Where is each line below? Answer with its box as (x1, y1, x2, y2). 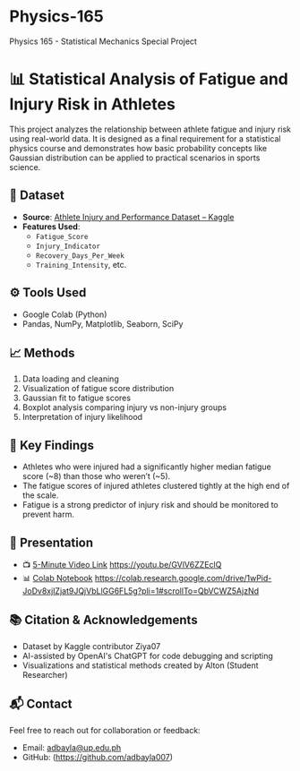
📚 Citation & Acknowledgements (9, 613, 199, 628)
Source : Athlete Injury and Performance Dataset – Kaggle (21, 211, 235, 222)
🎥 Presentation (9, 535, 94, 550)
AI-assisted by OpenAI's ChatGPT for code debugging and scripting (21, 650, 273, 661)
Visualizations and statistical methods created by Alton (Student (21, 660, 259, 671)
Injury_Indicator (35, 242, 101, 251)
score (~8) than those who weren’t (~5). (21, 471, 171, 482)
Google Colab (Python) (21, 309, 107, 320)
